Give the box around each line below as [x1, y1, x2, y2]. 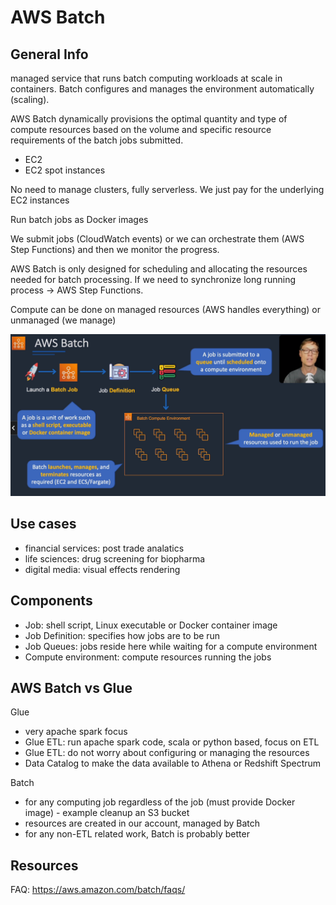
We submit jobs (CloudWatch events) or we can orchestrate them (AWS [10, 233, 305, 245]
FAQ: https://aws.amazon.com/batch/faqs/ [10, 884, 186, 896]
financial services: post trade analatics [24, 542, 185, 554]
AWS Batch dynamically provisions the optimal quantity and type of [10, 113, 288, 125]
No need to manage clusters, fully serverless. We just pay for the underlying [10, 184, 325, 195]
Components [10, 592, 93, 610]
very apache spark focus [24, 726, 128, 738]
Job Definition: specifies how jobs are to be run [24, 629, 221, 641]
